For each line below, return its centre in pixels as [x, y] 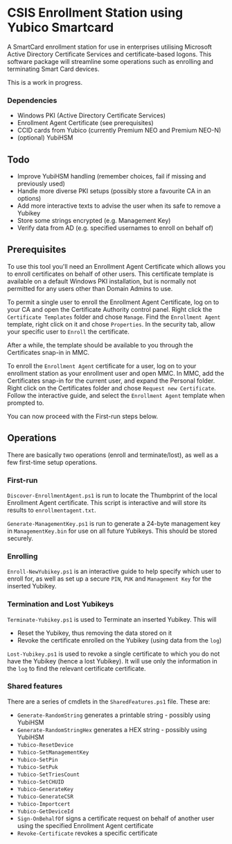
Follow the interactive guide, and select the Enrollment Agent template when [116, 395]
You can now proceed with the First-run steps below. [82, 416]
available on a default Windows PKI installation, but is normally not [102, 281]
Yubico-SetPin [37, 760]
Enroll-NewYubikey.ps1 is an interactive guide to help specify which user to [114, 572]
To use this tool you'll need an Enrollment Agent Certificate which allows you [116, 266]
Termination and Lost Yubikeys [61, 604]
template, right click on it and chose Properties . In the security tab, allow [111, 324]
